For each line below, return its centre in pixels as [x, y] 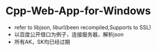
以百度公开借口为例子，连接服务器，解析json [69, 34]
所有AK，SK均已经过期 [42, 42]
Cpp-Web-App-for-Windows [78, 11]
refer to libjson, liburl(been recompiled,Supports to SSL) [83, 27]
